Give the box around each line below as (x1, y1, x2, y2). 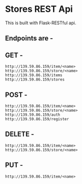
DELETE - (5, 130, 34, 138)
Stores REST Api (5, 3, 73, 15)
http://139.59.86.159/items (5, 73, 63, 78)
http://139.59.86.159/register (5, 116, 69, 122)
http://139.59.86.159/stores (5, 77, 65, 82)
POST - (5, 91, 28, 99)
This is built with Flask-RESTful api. (5, 20, 77, 26)
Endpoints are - (5, 34, 53, 43)
